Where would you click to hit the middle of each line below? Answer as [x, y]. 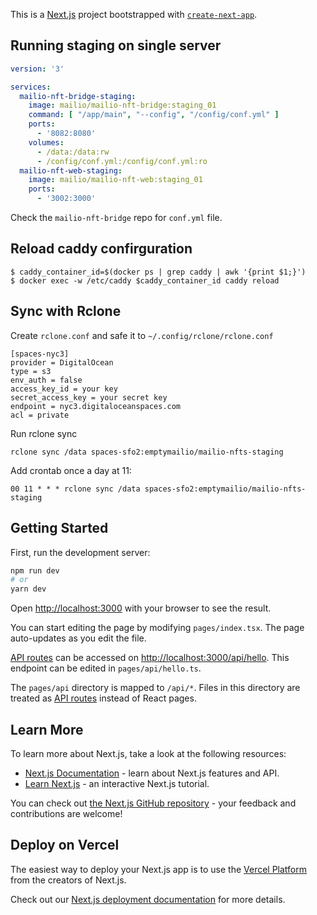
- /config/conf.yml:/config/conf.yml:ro [122, 161]
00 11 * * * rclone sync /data [75, 489]
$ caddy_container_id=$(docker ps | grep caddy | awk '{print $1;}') [158, 272]
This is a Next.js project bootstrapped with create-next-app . [134, 14]
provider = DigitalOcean [62, 362]
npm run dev [35, 570]
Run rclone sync [44, 433]
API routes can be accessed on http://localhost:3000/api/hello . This [150, 658]
